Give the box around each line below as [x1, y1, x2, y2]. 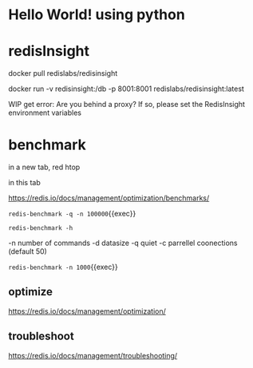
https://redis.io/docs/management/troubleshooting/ [8, 350, 178, 360]
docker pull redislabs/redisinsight [8, 69, 118, 78]
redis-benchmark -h [8, 224, 73, 232]
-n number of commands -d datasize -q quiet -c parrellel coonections [8, 238, 238, 248]
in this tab [8, 178, 42, 188]
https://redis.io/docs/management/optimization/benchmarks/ [8, 193, 210, 203]
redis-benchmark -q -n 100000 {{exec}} [8, 209, 136, 219]
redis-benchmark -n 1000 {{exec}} [8, 262, 118, 272]
